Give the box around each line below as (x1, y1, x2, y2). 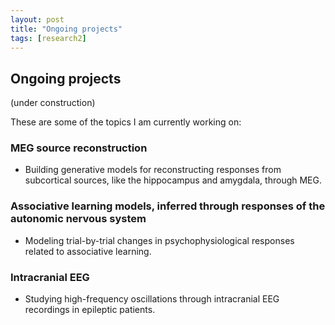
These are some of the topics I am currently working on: (10, 116, 242, 128)
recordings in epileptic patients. (24, 304, 156, 316)
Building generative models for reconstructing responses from (24, 164, 282, 176)
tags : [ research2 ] (10, 33, 87, 43)
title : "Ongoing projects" (10, 24, 123, 34)
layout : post (10, 14, 65, 25)
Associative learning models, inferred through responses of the (10, 199, 326, 213)
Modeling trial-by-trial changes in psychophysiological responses (24, 234, 295, 246)
